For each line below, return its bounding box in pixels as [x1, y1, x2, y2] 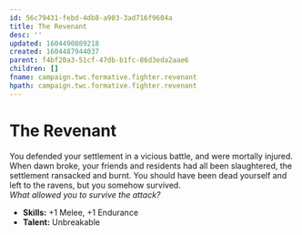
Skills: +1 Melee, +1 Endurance [22, 207, 139, 218]
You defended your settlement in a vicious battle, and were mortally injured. [9, 150, 294, 161]
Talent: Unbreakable [22, 216, 100, 228]
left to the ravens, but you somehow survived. [9, 179, 182, 190]
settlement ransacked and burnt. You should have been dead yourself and [9, 169, 287, 180]
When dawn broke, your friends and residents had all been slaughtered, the [9, 160, 293, 171]
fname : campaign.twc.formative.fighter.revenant [9, 73, 197, 82]
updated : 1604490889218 [9, 38, 100, 48]
